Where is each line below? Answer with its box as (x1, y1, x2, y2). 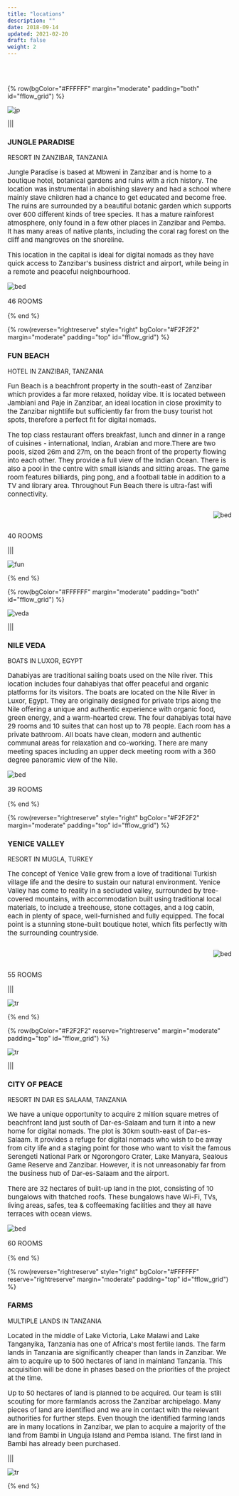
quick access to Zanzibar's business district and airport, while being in (7, 259, 229, 268)
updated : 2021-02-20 (7, 30, 69, 38)
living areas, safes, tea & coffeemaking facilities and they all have (7, 1201, 212, 1210)
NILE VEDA (7, 640, 46, 650)
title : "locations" (7, 10, 65, 18)
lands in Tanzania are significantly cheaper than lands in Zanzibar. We (7, 1347, 227, 1357)
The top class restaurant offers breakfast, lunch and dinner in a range (7, 430, 225, 440)
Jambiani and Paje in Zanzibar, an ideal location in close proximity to (7, 398, 222, 408)
